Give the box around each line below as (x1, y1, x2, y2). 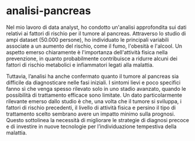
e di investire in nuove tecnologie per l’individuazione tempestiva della (6, 123, 177, 130)
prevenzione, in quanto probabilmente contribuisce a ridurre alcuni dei (6, 55, 178, 62)
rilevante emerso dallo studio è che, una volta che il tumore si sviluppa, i (6, 97, 182, 104)
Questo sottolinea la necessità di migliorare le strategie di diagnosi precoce (6, 116, 189, 123)
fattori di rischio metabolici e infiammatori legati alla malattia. (6, 61, 154, 68)
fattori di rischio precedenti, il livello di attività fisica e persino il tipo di (6, 104, 176, 111)
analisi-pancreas (6, 4, 92, 18)
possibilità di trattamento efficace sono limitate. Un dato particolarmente (6, 91, 183, 99)
